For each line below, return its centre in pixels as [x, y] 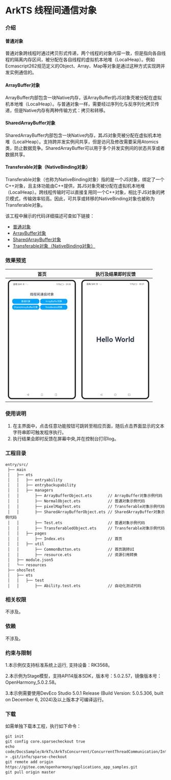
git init [15, 737]
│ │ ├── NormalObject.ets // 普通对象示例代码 [76, 501]
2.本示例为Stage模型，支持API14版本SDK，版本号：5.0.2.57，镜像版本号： [83, 676]
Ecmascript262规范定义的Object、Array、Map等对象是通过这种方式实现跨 [83, 66]
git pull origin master [31, 772]
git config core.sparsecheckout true [45, 742]
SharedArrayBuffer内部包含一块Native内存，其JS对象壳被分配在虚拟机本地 [83, 135]
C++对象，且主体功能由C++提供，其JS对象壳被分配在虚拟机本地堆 [75, 186]
